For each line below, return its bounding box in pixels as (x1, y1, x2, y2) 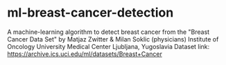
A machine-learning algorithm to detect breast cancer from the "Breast (7, 28, 210, 36)
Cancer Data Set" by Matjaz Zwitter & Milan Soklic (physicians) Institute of (7, 35, 219, 43)
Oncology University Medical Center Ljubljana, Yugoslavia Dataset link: (7, 42, 210, 50)
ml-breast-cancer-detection (7, 5, 174, 21)
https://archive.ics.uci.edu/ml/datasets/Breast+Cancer (7, 50, 163, 58)
